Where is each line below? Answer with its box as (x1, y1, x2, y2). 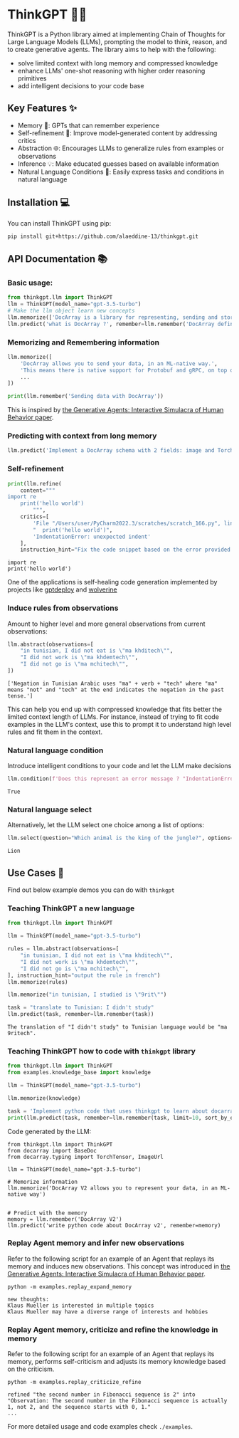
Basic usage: (7, 278, 53, 288)
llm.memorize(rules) (7, 978, 69, 985)
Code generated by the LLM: (7, 1127, 92, 1135)
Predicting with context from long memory (7, 431, 157, 441)
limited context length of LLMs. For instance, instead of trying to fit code (7, 712, 219, 721)
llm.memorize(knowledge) (7, 1094, 81, 1102)
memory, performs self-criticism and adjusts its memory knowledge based (7, 1358, 226, 1366)
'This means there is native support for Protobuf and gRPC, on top (20, 367, 228, 374)
